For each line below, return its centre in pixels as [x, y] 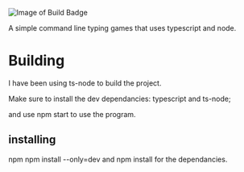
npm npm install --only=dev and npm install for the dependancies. [118, 159]
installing [32, 140]
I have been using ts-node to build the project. [85, 83]
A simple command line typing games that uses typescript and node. [122, 28]
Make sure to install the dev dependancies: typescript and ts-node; [120, 99]
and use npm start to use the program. [72, 114]
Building [37, 61]
